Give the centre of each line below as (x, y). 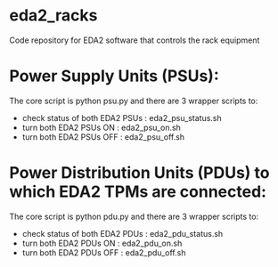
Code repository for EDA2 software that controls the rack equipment (135, 40)
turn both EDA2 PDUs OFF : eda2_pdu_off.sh (104, 252)
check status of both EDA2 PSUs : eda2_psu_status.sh (122, 117)
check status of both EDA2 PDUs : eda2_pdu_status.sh (123, 233)
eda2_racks (53, 16)
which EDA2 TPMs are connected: (138, 192)
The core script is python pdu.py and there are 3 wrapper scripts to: (134, 216)
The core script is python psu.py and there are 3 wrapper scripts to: (134, 101)
